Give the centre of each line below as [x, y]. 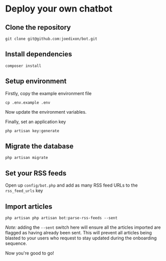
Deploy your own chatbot [59, 9]
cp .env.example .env [28, 103]
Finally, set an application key [36, 122]
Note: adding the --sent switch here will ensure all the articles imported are [83, 227]
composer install [23, 66]
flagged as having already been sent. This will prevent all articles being [78, 233]
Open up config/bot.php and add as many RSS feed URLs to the [71, 185]
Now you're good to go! [30, 253]
